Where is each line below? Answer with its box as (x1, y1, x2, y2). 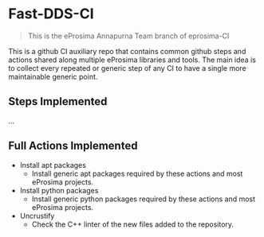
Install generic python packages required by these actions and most (31, 194, 256, 204)
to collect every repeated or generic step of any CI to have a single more (8, 63, 246, 72)
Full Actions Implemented (8, 139, 138, 153)
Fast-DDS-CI (8, 5, 94, 23)
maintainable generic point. (8, 72, 98, 81)
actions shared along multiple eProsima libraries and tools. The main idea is (8, 55, 257, 64)
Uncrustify (19, 211, 55, 220)
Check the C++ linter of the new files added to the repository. (31, 220, 234, 229)
